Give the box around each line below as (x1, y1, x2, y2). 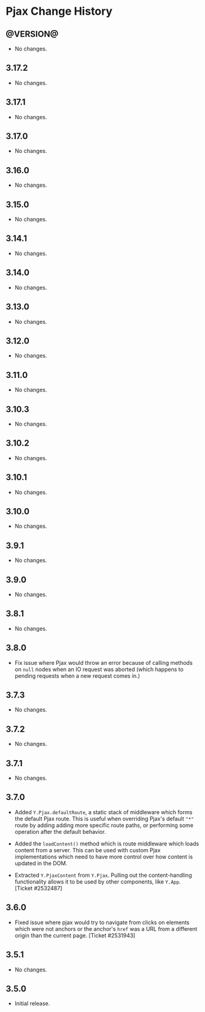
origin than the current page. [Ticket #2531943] (14, 932, 136, 939)
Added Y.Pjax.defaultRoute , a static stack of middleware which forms (14, 808, 193, 815)
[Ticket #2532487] (14, 884, 63, 892)
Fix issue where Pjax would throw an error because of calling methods (14, 659, 193, 666)
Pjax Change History (6, 4, 113, 18)
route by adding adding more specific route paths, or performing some (14, 822, 194, 829)
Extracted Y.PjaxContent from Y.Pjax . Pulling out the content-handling (14, 871, 192, 879)
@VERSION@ (6, 29, 59, 39)
